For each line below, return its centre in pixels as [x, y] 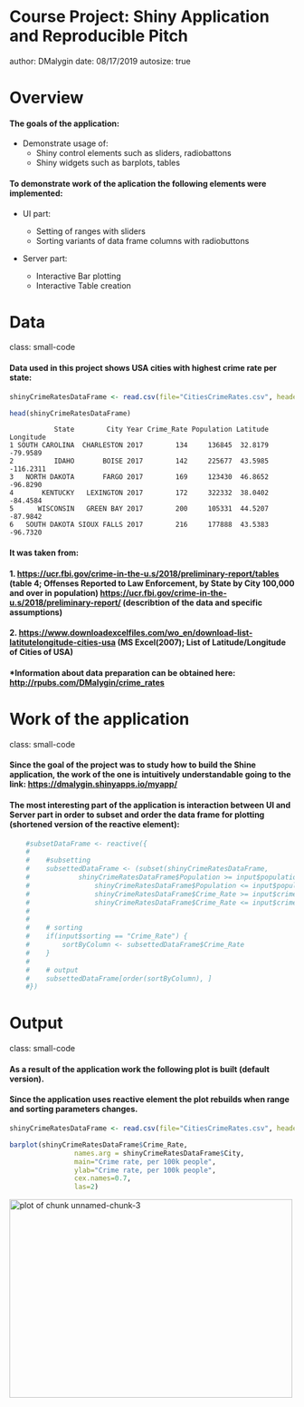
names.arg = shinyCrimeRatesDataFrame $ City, [159, 1153]
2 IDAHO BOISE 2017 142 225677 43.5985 [139, 461]
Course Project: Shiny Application [139, 17]
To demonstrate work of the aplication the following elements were [138, 183]
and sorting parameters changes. [74, 1109]
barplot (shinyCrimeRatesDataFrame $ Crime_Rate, [99, 1145]
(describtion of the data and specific [193, 602]
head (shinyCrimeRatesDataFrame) [70, 413]
